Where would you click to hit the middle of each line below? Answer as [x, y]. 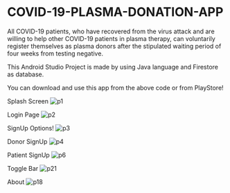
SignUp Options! [30, 128]
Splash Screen [28, 101]
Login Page [24, 115]
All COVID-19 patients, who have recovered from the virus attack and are [111, 31]
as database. [26, 74]
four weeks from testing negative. [55, 53]
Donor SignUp [27, 141]
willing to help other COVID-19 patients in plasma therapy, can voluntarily [112, 38]
